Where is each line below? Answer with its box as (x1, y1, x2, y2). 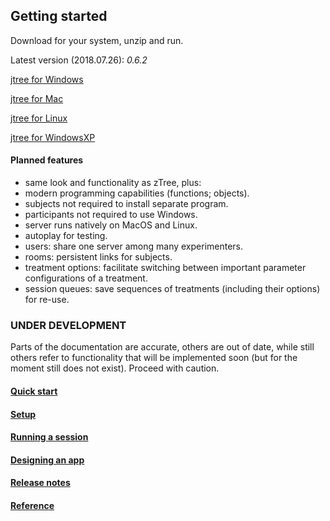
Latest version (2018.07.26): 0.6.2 (10, 54, 148, 66)
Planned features (10, 154, 84, 166)
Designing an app (10, 454, 85, 466)
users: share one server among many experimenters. (24, 240, 244, 253)
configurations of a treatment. (24, 272, 148, 284)
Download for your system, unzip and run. (10, 34, 184, 46)
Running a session (10, 431, 89, 443)
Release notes (10, 477, 71, 489)
